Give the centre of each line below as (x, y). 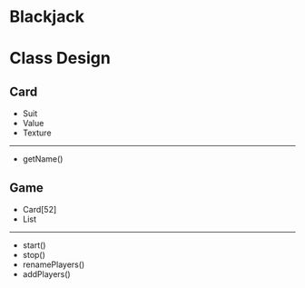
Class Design (60, 59)
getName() (43, 159)
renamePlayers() (54, 264)
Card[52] (39, 209)
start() (34, 245)
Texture (37, 133)
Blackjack (47, 17)
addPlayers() (46, 274)
